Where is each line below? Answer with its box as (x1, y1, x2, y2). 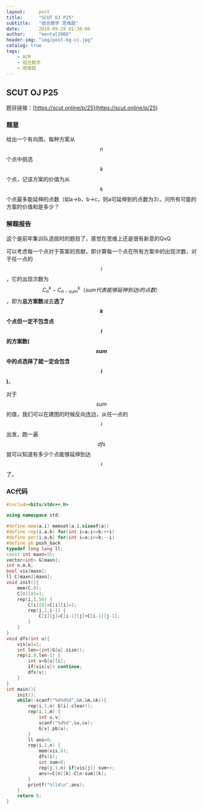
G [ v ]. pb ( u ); (38, 725, 69, 731)
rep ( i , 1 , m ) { (28, 708, 61, 715)
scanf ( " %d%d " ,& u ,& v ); (38, 720, 94, 726)
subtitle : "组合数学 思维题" (6, 20, 79, 26)
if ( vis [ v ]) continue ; (28, 664, 83, 670)
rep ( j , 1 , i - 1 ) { (28, 607, 66, 614)
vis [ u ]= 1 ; (17, 641, 42, 647)
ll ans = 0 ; (28, 737, 53, 743)
